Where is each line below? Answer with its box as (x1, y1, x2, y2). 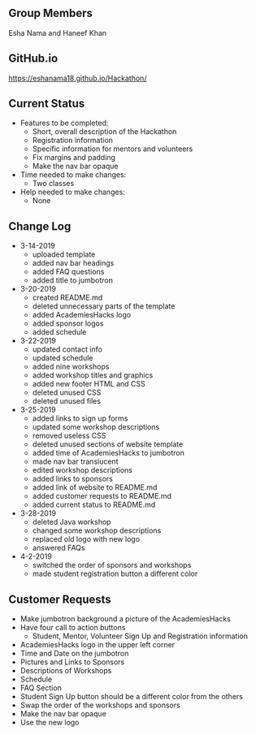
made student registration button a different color (32, 569, 198, 579)
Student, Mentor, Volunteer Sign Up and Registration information (32, 631, 248, 641)
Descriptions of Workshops (20, 666, 112, 676)
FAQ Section (20, 683, 63, 693)
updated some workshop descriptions (32, 422, 160, 432)
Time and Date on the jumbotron (20, 649, 129, 659)
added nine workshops (32, 361, 110, 372)
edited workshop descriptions (32, 465, 132, 475)
